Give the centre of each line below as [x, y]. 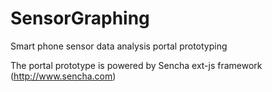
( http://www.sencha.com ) [63, 76]
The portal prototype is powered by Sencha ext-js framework [136, 65]
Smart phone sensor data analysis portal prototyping [119, 46]
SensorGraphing [80, 18]
